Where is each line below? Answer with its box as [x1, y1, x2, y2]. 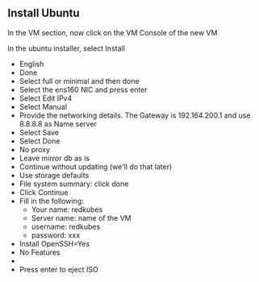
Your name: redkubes [31, 205, 103, 214]
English [19, 59, 44, 68]
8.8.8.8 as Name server [19, 118, 98, 128]
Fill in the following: [19, 196, 84, 205]
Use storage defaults [19, 170, 90, 180]
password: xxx [31, 230, 81, 240]
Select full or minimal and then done [19, 76, 140, 85]
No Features [19, 247, 61, 257]
